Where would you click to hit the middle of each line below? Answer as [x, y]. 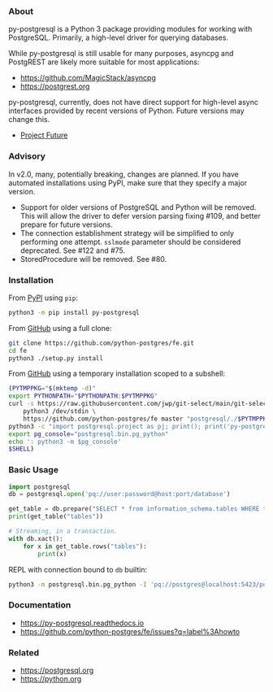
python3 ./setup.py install [56, 358]
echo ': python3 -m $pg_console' [65, 442]
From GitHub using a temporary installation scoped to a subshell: [117, 374]
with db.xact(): [36, 538]
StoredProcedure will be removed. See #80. [93, 259]
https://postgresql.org [57, 670]
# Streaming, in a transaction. [63, 531]
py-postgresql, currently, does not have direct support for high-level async [133, 102]
